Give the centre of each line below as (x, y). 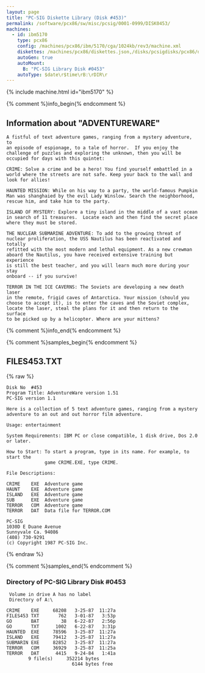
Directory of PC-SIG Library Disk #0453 (66, 582)
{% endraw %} (25, 554)
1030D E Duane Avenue (34, 527)
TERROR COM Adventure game (45, 505)
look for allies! (28, 180)
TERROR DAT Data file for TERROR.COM (59, 511)
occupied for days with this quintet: (56, 159)
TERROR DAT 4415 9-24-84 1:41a (61, 653)
